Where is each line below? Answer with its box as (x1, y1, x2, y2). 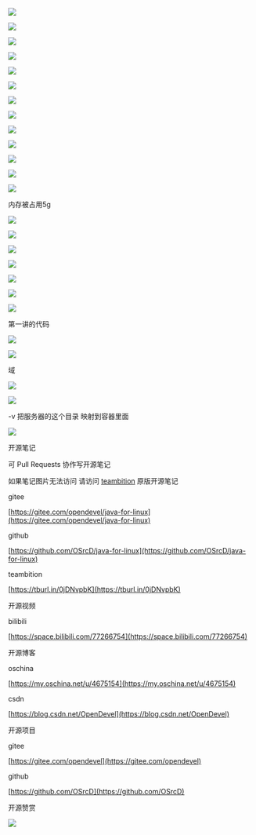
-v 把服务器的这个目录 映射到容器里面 (8, 412, 129, 421)
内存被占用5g (8, 200, 51, 209)
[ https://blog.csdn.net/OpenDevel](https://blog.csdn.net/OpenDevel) (8, 709, 229, 718)
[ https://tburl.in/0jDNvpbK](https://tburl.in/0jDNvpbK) (8, 585, 182, 594)
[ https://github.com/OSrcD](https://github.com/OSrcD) (8, 787, 185, 796)
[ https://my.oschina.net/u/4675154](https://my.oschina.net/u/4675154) (8, 679, 236, 688)
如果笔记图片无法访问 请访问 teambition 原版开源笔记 (8, 476, 178, 486)
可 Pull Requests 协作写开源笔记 (8, 460, 111, 469)
